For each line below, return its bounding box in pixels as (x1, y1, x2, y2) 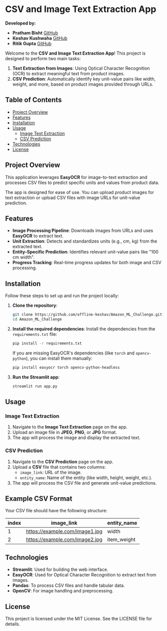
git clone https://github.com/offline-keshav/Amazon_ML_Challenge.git (12, 312, 163, 317)
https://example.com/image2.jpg (25, 536, 103, 543)
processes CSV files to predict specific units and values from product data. (5, 179, 160, 185)
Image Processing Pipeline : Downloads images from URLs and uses (12, 228, 154, 234)
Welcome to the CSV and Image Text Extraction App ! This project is (5, 50, 146, 56)
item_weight (107, 536, 136, 543)
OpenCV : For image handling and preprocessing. (12, 588, 114, 594)
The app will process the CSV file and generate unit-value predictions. (12, 480, 157, 486)
